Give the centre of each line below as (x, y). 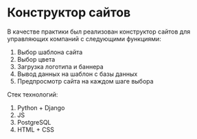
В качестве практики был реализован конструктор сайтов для (99, 31)
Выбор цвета (36, 59)
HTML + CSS (36, 129)
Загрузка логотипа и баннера (60, 66)
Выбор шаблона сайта (50, 52)
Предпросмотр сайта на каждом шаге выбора (85, 81)
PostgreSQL (34, 122)
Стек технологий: (33, 94)
